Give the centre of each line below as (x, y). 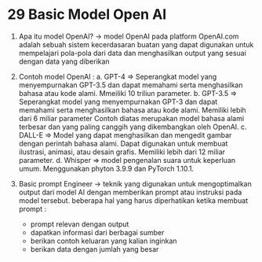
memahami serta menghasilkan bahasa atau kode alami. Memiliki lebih (132, 110)
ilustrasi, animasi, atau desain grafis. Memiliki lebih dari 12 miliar (122, 152)
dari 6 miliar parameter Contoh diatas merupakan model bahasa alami (131, 118)
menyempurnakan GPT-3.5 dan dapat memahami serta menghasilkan (131, 85)
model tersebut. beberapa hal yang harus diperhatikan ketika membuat (133, 200)
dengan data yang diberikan (64, 61)
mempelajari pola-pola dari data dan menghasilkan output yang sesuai (132, 53)
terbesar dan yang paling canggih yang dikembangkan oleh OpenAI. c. (133, 127)
